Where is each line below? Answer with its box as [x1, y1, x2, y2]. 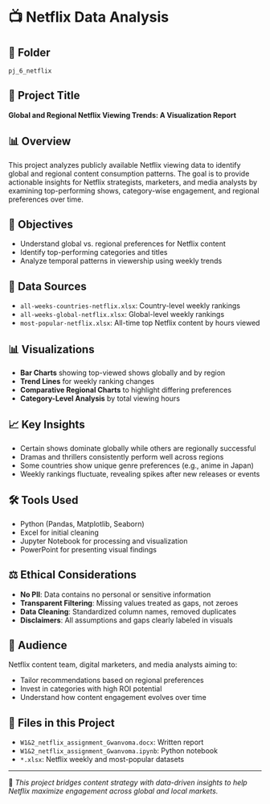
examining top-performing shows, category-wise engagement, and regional [8, 185, 260, 195]
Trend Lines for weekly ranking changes [19, 377, 155, 386]
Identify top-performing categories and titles [19, 248, 168, 257]
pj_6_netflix [8, 67, 52, 75]
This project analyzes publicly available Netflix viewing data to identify [8, 160, 241, 169]
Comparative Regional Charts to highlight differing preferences [19, 385, 231, 395]
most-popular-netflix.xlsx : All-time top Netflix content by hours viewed [19, 318, 260, 328]
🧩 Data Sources [8, 279, 87, 293]
